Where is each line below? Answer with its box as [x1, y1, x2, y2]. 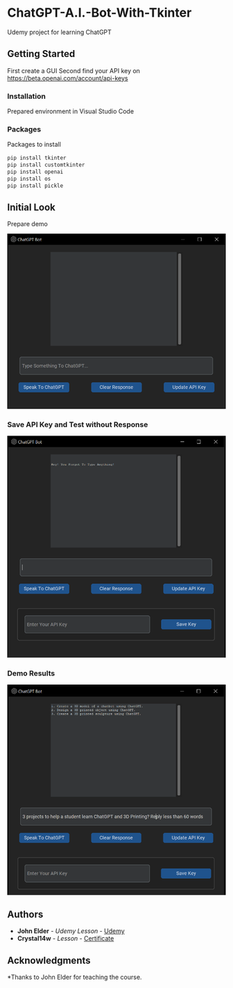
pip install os [7, 175, 51, 182]
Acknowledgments [7, 955, 92, 966]
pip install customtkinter [7, 161, 85, 168]
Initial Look [7, 201, 55, 213]
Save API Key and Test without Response [7, 420, 148, 429]
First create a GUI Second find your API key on [7, 66, 141, 74]
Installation [7, 91, 46, 101]
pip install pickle [7, 182, 64, 189]
